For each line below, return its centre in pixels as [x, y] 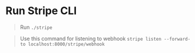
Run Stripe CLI [41, 11]
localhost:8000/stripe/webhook [66, 44]
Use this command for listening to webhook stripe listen [90, 38]
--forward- [177, 39]
